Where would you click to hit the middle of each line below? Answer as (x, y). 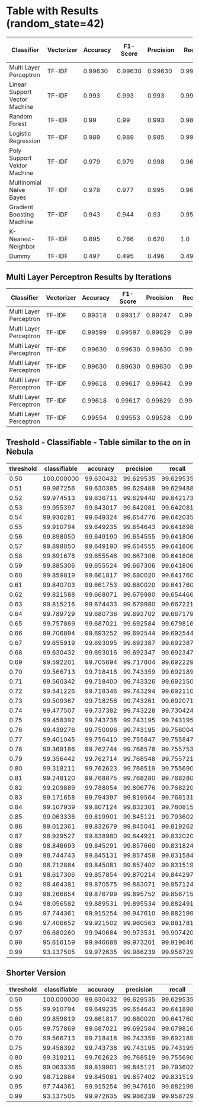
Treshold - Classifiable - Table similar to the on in (99, 443)
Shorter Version (36, 973)
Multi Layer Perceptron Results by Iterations (89, 277)
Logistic (20, 133)
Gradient (21, 207)
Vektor (18, 165)
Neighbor (22, 246)
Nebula (20, 452)
